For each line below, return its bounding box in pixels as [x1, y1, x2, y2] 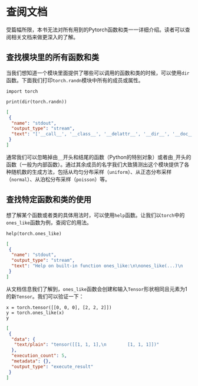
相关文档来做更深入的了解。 [11, 33, 78, 40]
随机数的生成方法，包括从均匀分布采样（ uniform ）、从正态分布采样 [11, 168, 172, 175]
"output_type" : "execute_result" [11, 364, 94, 369]
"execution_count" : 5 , [11, 353, 67, 359]
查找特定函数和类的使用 [6, 194, 91, 205]
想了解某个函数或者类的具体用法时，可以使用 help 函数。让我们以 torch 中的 [6, 211, 185, 219]
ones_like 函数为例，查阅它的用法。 [6, 219, 93, 226]
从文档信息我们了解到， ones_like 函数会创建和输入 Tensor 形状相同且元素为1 [6, 285, 187, 293]
